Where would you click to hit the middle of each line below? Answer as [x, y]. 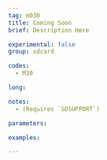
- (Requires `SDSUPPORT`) [58, 109]
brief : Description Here [49, 30]
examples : [24, 138]
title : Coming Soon [40, 23]
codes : [19, 66]
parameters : [28, 123]
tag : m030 [24, 15]
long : [17, 87]
